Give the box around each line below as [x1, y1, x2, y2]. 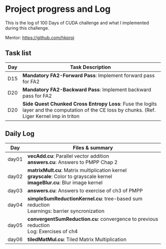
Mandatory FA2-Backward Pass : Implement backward [22, 86, 152, 93]
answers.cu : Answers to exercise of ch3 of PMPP [27, 187, 143, 194]
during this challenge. [5, 25, 49, 31]
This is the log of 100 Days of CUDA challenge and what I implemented [5, 20, 149, 26]
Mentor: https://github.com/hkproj [5, 35, 75, 41]
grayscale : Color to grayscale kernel [27, 173, 113, 180]
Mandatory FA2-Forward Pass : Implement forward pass [22, 72, 155, 79]
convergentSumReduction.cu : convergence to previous [27, 215, 159, 222]
